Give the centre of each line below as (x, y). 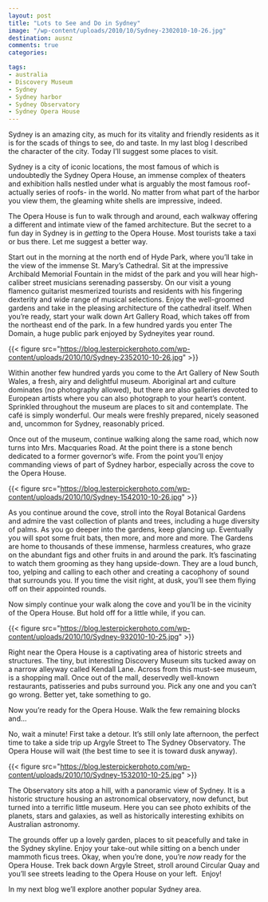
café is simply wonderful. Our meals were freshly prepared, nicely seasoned (134, 415)
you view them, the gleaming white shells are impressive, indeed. (115, 201)
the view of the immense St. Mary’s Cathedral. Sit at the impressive (118, 266)
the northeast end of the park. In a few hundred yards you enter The (120, 325)
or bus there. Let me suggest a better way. (78, 242)
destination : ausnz (41, 38)
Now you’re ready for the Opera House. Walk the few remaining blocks (124, 710)
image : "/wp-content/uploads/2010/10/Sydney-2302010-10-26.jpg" (117, 30)
